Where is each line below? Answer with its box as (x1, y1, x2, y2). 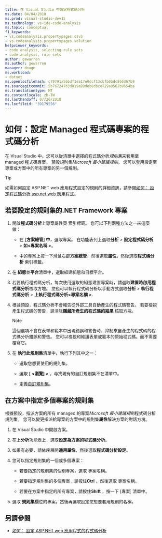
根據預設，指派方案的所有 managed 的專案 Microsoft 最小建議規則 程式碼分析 (5, 410, 156, 416)
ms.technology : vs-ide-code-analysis (5, 20, 81, 26)
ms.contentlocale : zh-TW (5, 92, 55, 97)
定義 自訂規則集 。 (19, 381, 54, 386)
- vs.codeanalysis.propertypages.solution (5, 39, 92, 44)
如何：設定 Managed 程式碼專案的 (5, 124, 141, 135)
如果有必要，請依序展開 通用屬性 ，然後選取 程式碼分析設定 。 (12, 447, 131, 453)
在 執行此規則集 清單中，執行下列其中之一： (12, 350, 98, 356)
